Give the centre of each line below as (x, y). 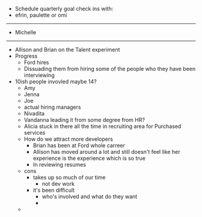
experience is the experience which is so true (89, 158)
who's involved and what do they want (90, 197)
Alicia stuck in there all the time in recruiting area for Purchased (103, 126)
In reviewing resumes (59, 164)
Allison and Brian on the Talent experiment (67, 50)
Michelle (26, 32)
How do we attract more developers (68, 139)
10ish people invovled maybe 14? (56, 81)
